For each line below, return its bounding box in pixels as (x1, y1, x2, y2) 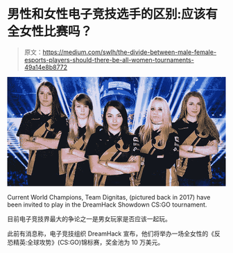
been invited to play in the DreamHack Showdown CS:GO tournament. (7, 200, 207, 209)
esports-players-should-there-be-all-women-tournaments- (24, 55, 194, 64)
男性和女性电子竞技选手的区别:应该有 (7, 6, 218, 22)
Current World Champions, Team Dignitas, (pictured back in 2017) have (7, 193, 211, 201)
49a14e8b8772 (24, 63, 68, 71)
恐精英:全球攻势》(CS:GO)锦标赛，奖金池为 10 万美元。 (7, 238, 164, 246)
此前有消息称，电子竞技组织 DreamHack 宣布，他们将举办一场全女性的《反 (7, 229, 221, 238)
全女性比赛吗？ (7, 24, 93, 40)
